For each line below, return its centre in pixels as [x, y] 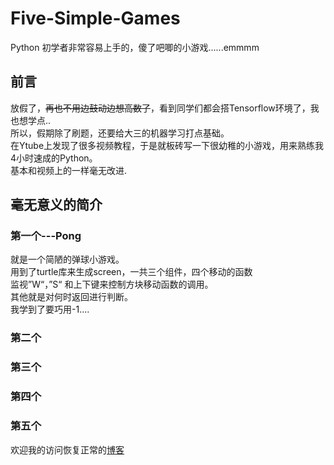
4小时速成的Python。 [54, 158]
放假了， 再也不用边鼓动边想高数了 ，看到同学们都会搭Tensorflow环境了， [160, 108]
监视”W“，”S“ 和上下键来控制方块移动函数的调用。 [112, 284]
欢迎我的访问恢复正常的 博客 [67, 449]
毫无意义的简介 [56, 205]
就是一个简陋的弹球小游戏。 [67, 259]
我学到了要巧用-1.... [50, 309]
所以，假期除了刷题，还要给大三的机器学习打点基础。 [120, 133]
